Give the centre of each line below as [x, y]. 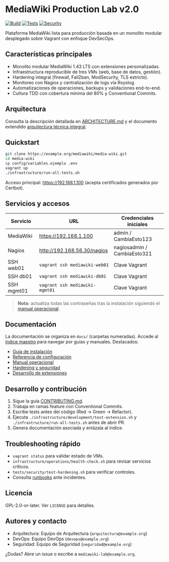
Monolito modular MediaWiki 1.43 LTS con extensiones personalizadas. [86, 66]
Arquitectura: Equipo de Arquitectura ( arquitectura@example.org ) [80, 533]
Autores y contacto [36, 521]
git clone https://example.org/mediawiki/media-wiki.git [66, 154]
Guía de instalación [32, 352]
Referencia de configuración [42, 357]
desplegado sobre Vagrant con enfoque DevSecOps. [60, 38]
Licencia [19, 493]
